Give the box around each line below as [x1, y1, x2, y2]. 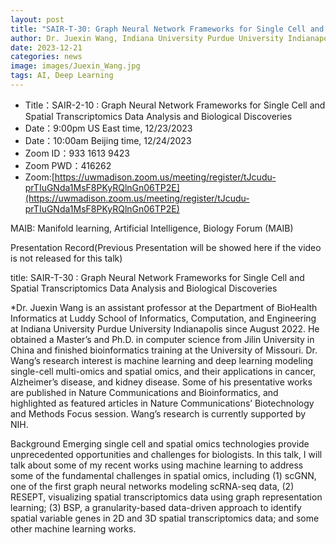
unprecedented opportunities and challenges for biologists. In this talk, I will [10, 448, 323, 460]
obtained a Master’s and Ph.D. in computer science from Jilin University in [10, 333, 315, 345]
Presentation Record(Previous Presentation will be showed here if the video [10, 241, 322, 253]
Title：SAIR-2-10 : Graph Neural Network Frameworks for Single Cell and [24, 99, 326, 111]
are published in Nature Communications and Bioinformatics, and [10, 386, 279, 398]
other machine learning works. [10, 522, 137, 535]
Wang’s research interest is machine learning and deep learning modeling [10, 354, 314, 366]
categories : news [10, 52, 83, 62]
